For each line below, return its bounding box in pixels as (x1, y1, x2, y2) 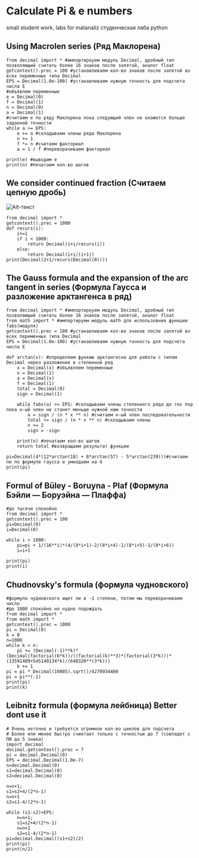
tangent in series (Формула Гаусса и (6, 282, 147, 292)
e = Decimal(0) (6, 94, 44, 100)
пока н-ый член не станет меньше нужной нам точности (6, 407, 143, 413)
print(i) (6, 563, 28, 569)
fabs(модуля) (6, 323, 39, 329)
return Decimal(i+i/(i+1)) (27, 251, 95, 258)
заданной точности (6, 120, 52, 126)
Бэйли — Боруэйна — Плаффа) (6, 490, 127, 500)
